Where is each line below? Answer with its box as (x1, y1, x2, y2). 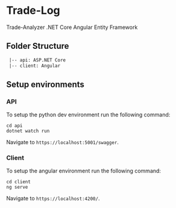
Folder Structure (6, 41, 69, 51)
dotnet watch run (6, 128, 50, 134)
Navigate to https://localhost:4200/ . (6, 195, 100, 202)
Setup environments (6, 79, 84, 89)
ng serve (6, 184, 28, 191)
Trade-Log (6, 4, 60, 17)
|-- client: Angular (8, 63, 61, 69)
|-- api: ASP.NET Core (8, 57, 66, 63)
